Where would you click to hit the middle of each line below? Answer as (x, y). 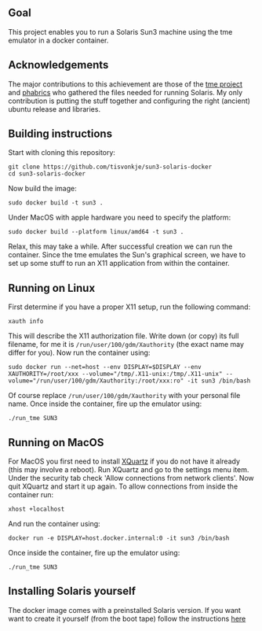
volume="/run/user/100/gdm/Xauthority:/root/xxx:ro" (96, 381)
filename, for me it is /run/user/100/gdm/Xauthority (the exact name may (126, 345)
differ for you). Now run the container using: (79, 352)
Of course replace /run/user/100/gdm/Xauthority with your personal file (124, 396)
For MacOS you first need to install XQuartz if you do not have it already (124, 461)
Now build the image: (42, 189)
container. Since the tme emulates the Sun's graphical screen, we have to (127, 255)
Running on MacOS (56, 443)
